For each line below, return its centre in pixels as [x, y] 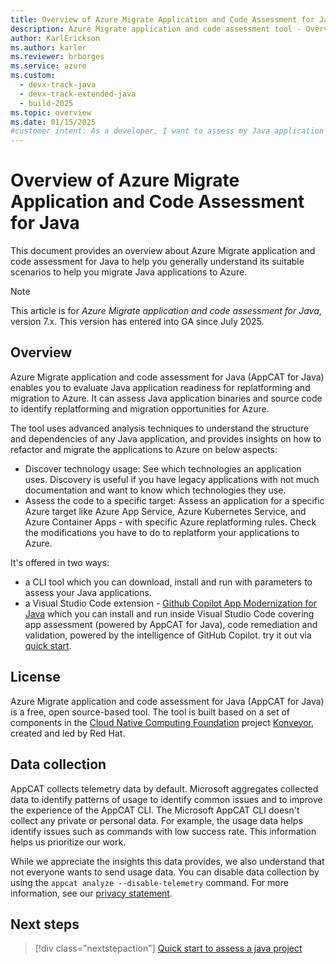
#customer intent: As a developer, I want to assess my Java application [167, 131]
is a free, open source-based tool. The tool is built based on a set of [150, 712]
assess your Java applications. [88, 592]
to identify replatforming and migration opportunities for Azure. [140, 408]
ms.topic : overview [51, 112]
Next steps [45, 924]
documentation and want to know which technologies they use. [155, 490]
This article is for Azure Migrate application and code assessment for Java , [166, 311]
